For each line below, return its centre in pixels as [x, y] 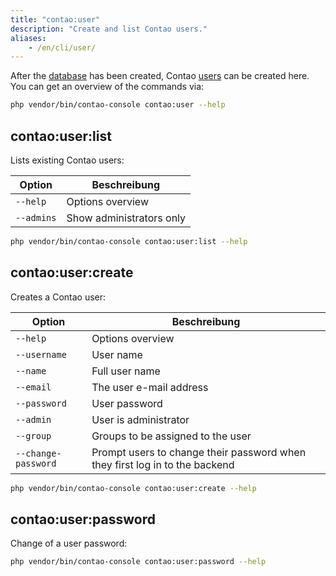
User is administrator [140, 419]
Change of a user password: [69, 543]
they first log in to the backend [163, 464]
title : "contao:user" [55, 19]
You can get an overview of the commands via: [107, 87]
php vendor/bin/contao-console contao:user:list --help [129, 241]
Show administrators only [126, 218]
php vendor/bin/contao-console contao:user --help [118, 105]
